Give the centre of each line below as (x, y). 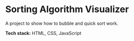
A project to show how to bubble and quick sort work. (62, 23)
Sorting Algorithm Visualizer (67, 9)
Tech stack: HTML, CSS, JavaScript (43, 33)
